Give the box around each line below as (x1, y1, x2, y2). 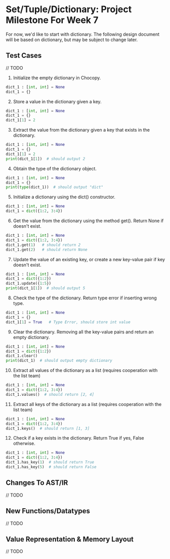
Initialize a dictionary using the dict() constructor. (13, 194, 115, 200)
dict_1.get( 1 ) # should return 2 (6, 242, 81, 247)
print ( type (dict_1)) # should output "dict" (6, 184, 103, 190)
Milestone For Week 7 (6, 14, 99, 26)
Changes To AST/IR (6, 479, 68, 487)
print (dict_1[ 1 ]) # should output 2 (6, 156, 86, 161)
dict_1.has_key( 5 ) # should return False (6, 464, 97, 470)
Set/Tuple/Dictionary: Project (6, 4, 132, 15)
